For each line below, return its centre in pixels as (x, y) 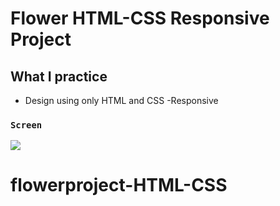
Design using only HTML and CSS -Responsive (121, 100)
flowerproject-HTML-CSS (119, 185)
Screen (26, 125)
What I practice (59, 76)
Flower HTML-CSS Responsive (140, 18)
